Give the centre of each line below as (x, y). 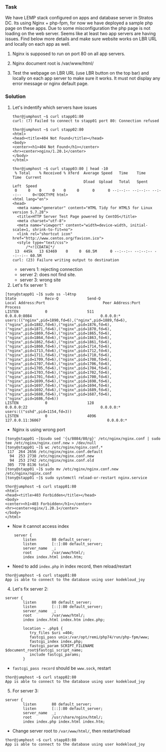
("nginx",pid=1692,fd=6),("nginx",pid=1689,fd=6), (58, 390)
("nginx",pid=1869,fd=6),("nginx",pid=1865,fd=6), (58, 333)
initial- (139, 225)
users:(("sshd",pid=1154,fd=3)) (38, 412)
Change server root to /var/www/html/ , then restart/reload (71, 731)
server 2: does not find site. (48, 274)
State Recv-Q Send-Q (53, 298)
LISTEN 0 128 (50, 403)
